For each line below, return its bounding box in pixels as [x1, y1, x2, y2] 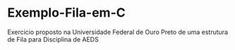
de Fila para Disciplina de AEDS [7, 35, 99, 43]
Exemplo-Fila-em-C [7, 5, 126, 21]
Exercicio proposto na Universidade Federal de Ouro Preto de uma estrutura [7, 28, 228, 36]
